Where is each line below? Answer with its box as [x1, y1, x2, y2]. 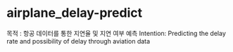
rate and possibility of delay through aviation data [6, 37, 151, 45]
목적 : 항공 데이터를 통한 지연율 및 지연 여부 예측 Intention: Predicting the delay [6, 29, 226, 37]
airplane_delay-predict [6, 5, 142, 21]
